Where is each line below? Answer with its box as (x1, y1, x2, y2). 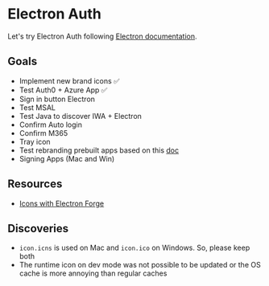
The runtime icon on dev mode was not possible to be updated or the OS (19, 260, 261, 270)
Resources (7, 178, 63, 191)
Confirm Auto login (19, 120, 82, 129)
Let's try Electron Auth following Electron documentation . (7, 31, 198, 41)
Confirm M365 (19, 128, 68, 137)
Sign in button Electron (19, 94, 96, 104)
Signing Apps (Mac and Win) (19, 153, 115, 163)
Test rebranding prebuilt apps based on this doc (19, 145, 179, 155)
